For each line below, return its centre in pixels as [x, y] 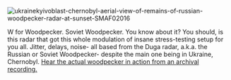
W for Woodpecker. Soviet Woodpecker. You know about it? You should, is [115, 32]
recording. [22, 69]
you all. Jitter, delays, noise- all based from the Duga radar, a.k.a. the [107, 47]
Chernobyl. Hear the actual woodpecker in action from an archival [103, 62]
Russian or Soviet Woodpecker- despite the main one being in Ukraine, [110, 54]
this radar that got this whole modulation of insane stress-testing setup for [115, 39]
